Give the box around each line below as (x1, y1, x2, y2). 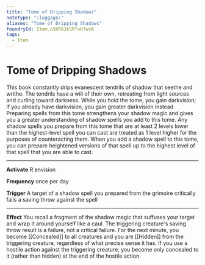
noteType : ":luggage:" (6, 15, 64, 21)
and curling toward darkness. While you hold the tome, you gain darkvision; (6, 96, 196, 104)
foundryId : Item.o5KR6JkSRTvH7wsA (6, 26, 95, 32)
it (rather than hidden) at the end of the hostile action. (6, 252, 142, 260)
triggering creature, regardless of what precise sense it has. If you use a (6, 239, 188, 247)
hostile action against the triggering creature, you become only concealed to (6, 246, 199, 253)
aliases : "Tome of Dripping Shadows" (6, 20, 103, 26)
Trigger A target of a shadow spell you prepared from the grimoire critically (6, 189, 196, 197)
